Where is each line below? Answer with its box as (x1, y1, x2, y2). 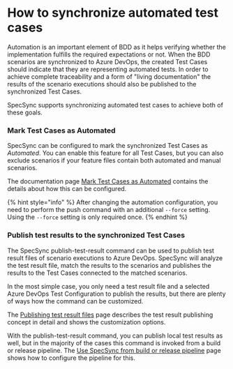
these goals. (7, 108, 43, 116)
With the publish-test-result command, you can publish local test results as (7, 331, 223, 340)
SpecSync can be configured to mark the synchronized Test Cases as (7, 142, 208, 150)
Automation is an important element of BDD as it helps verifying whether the (7, 43, 227, 51)
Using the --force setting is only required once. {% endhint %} (7, 213, 188, 221)
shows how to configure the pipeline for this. (7, 354, 136, 362)
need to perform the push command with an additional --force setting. (7, 206, 211, 214)
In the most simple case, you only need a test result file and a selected (7, 282, 210, 290)
